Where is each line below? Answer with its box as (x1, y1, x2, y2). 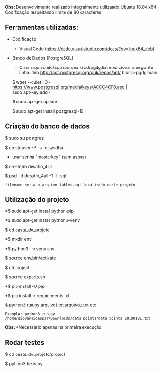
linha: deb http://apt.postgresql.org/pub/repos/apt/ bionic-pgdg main (19, 69, 158, 75)
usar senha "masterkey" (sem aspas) (12, 154, 86, 160)
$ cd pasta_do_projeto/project (5, 352, 65, 357)
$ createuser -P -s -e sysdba (5, 144, 64, 150)
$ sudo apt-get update (12, 99, 57, 104)
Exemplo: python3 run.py (5, 312, 55, 317)
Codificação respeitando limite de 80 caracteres (5, 9, 102, 15)
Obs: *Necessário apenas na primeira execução (5, 324, 102, 330)
